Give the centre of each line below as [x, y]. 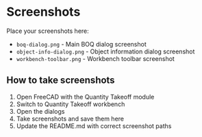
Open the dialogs [40, 111]
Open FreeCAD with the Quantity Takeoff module [85, 97]
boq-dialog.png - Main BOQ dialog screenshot [81, 44]
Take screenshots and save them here [70, 119]
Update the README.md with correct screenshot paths [94, 126]
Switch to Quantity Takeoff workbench [71, 104]
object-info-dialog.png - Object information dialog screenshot [105, 51]
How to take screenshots [61, 80]
